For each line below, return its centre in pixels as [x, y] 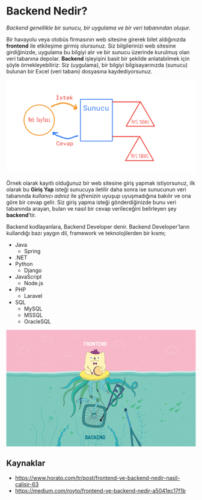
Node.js [34, 283]
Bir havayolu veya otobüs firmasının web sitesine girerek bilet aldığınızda [96, 39]
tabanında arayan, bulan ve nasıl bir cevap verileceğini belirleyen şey [91, 209]
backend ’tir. [21, 215]
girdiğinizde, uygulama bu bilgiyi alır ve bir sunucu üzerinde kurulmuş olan [98, 52]
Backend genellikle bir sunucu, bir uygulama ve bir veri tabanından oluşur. [98, 28]
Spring [32, 252]
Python [24, 264]
